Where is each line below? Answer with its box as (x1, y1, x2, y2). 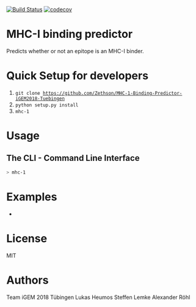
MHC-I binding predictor (6, 28, 133, 41)
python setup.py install (15, 102, 79, 108)
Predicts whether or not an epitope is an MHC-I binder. (6, 47, 145, 54)
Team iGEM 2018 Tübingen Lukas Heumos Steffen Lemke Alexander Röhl (6, 294, 191, 301)
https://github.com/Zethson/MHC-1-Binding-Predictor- (42, 90, 183, 96)
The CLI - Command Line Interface (6, 153, 140, 163)
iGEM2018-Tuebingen (15, 95, 65, 102)
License (6, 231, 48, 245)
